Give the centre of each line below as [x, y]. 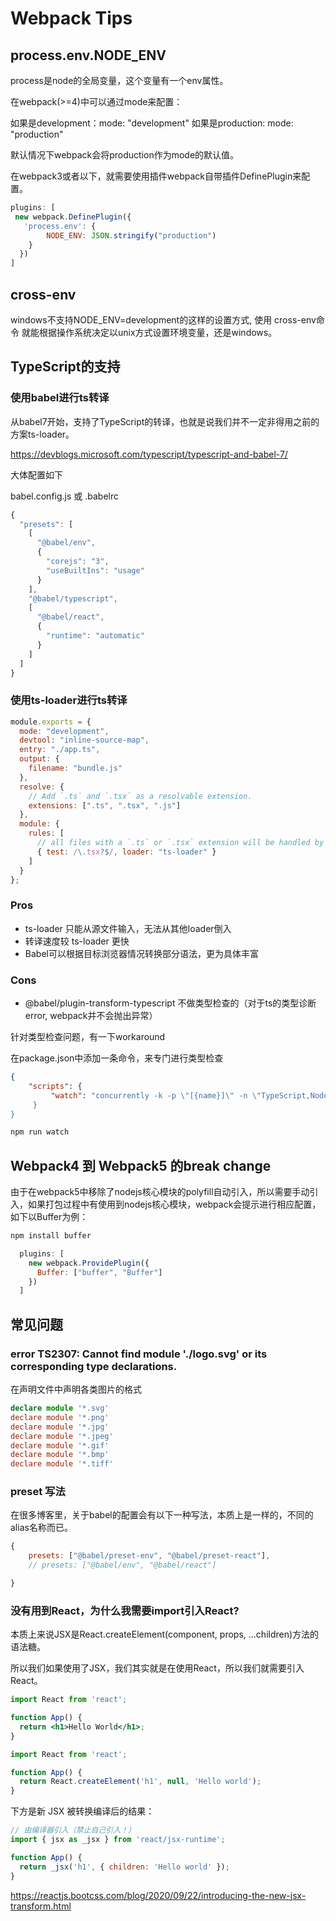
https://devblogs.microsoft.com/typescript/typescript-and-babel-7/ [149, 454]
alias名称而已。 [41, 1528]
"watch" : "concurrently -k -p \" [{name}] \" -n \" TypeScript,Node [189, 1095]
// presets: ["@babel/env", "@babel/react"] [122, 1565]
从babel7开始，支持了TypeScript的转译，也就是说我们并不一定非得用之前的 [165, 421]
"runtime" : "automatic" [95, 636]
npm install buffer [51, 1236]
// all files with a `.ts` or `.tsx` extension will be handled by [180, 843]
